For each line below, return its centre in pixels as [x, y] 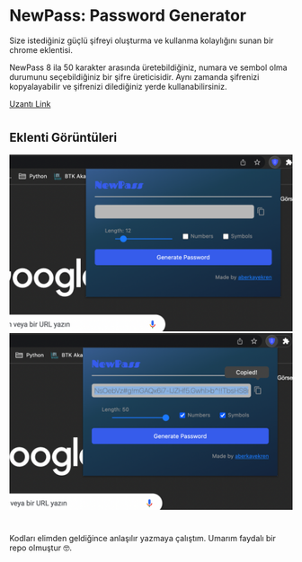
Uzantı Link [30, 103]
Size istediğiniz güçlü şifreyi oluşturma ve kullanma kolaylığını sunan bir [142, 40]
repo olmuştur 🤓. [40, 548]
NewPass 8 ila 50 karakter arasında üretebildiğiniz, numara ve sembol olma [148, 67]
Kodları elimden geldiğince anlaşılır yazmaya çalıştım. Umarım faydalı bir [142, 538]
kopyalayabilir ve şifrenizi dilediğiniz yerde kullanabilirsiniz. [118, 86]
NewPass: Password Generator [128, 16]
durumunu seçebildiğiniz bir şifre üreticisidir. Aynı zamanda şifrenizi [134, 76]
